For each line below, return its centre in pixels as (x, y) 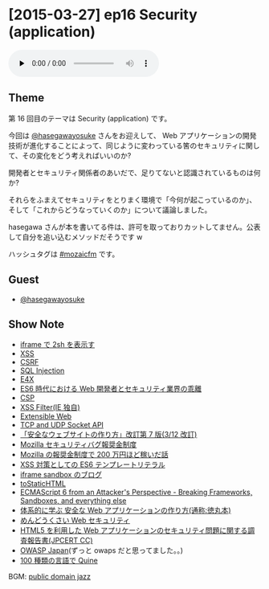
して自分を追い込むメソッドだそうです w (75, 237)
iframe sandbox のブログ (61, 475)
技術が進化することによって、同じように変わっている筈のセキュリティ (124, 145)
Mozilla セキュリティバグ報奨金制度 (78, 444)
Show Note (37, 324)
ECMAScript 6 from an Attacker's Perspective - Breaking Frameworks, (136, 493)
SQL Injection (42, 370)
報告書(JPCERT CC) (60, 541)
